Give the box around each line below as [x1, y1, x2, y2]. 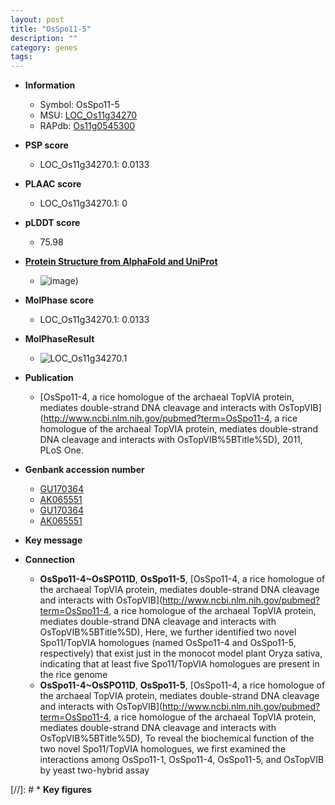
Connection [24, 554, 75, 566]
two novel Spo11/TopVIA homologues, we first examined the [39, 743, 287, 755]
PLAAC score [24, 178, 82, 190]
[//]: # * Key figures [10, 784, 92, 796]
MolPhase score [24, 294, 94, 306]
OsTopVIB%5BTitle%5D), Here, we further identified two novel [39, 626, 297, 638]
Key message [24, 534, 83, 546]
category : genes [10, 42, 78, 53]
